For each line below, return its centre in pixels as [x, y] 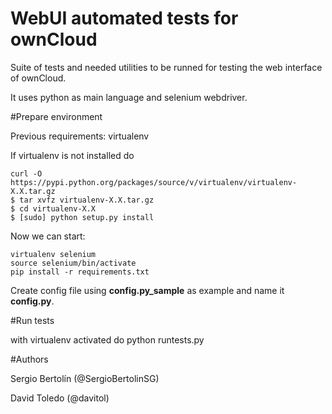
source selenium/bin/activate [73, 263]
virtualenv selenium [53, 254]
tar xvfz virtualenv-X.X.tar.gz [87, 200]
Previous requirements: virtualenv [80, 136]
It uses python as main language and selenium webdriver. [129, 97]
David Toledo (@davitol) [60, 398]
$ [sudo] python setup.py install [82, 217]
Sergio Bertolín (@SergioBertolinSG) [85, 378]
